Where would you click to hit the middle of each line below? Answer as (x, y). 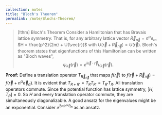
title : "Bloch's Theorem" (32, 14)
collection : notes (24, 9)
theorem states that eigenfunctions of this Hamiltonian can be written (87, 51)
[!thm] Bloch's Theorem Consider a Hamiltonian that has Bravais (82, 33)
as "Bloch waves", (36, 56)
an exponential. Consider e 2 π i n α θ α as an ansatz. (53, 107)
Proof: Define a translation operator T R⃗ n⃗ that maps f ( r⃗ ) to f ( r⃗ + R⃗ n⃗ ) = (80, 76)
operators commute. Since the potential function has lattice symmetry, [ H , (80, 89)
